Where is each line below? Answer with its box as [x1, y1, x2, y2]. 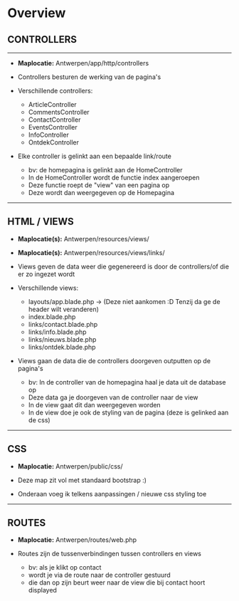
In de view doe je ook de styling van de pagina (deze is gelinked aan [28, 408, 229, 417]
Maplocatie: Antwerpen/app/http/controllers [17, 59, 149, 67]
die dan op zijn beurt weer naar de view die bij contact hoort [28, 578, 206, 587]
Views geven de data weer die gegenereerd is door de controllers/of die [17, 262, 230, 271]
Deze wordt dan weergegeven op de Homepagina [28, 189, 175, 197]
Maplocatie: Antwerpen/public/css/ [17, 461, 123, 471]
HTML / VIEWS [7, 216, 74, 228]
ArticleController [28, 100, 77, 108]
